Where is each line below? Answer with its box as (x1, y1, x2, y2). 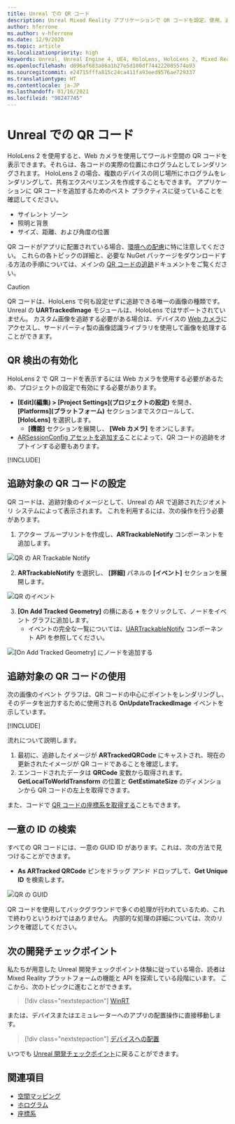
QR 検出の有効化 (7, 355, 78, 367)
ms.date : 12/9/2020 (7, 36, 64, 43)
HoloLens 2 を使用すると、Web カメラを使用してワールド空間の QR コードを (7, 151, 228, 159)
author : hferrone (7, 23, 58, 30)
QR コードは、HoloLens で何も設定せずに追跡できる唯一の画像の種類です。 (7, 297, 224, 305)
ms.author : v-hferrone (7, 29, 73, 37)
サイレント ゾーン (17, 210, 69, 218)
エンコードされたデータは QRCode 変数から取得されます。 (17, 769, 187, 777)
